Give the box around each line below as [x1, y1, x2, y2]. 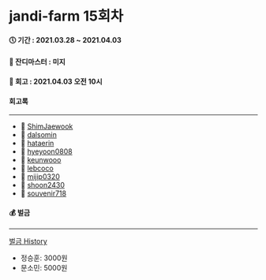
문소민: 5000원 [20, 263, 68, 273]
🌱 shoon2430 [20, 181, 66, 190]
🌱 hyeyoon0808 [20, 147, 73, 156]
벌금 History [9, 237, 48, 246]
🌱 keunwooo [20, 155, 62, 165]
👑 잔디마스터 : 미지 [9, 57, 66, 67]
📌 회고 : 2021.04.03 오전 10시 [9, 77, 103, 86]
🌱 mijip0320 [20, 172, 60, 181]
